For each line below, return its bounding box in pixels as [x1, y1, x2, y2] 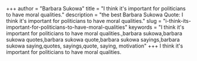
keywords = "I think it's [128, 23, 185, 30]
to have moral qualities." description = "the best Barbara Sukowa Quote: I [6, 11, 183, 18]
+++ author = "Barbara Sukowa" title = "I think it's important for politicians [6, 5, 186, 12]
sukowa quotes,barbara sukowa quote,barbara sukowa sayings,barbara [6, 36, 181, 43]
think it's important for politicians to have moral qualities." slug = [6, 18, 162, 24]
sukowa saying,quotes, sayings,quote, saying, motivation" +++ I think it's [6, 42, 183, 49]
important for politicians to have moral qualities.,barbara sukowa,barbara [6, 30, 182, 37]
